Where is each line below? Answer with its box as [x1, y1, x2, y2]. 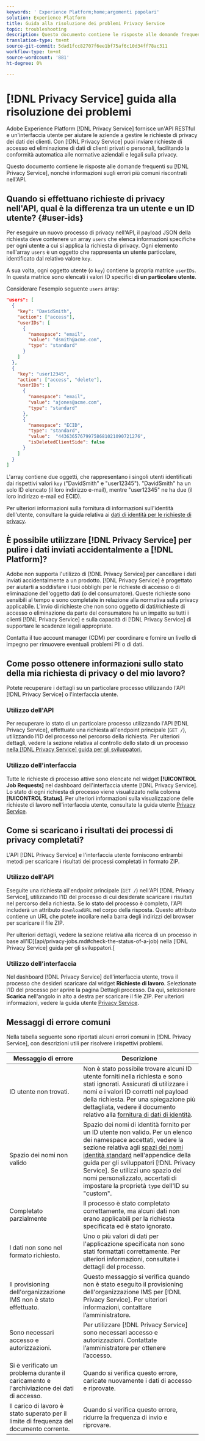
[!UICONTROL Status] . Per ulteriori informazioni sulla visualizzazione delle [6, 795, 194, 802]
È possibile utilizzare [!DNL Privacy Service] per [6, 535, 192, 545]
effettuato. [9, 1303, 40, 1311]
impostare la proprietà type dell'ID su [83, 1181, 189, 1190]
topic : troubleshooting [6, 26, 67, 32]
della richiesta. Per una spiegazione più [83, 1095, 196, 1103]
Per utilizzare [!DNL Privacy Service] [83, 1321, 188, 1329]
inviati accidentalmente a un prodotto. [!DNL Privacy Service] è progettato [6, 577, 192, 584]
